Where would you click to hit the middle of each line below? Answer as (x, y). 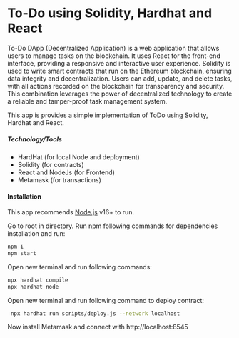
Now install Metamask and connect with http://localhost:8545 (98, 327)
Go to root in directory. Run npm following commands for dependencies (113, 226)
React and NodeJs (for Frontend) (66, 172)
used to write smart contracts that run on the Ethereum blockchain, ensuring (119, 71)
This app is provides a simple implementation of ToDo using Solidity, (108, 115)
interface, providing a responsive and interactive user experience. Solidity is (119, 63)
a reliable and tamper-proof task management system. (87, 101)
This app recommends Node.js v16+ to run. (71, 212)
